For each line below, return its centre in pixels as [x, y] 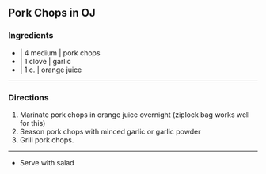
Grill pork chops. [47, 140]
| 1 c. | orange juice [51, 70]
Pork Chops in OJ [52, 13]
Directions [28, 97]
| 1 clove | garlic [45, 61]
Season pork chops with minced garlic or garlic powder [110, 131]
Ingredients [31, 36]
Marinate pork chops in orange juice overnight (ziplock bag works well [135, 115]
